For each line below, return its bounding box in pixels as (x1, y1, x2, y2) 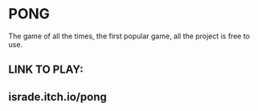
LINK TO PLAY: (8, 63, 84, 77)
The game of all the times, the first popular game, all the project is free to (8, 31, 251, 41)
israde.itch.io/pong (8, 89, 107, 104)
